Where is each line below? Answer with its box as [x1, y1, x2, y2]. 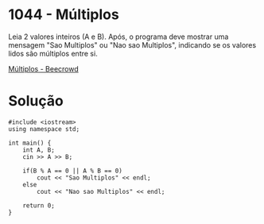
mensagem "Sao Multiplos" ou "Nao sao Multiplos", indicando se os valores [8, 40, 257, 49]
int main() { [8, 139, 52, 147]
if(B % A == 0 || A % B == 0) [22, 167, 123, 175]
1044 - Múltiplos [8, 6, 119, 24]
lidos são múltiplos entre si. [8, 48, 98, 58]
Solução [8, 92, 64, 110]
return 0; [22, 201, 56, 210]
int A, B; [22, 145, 56, 154]
